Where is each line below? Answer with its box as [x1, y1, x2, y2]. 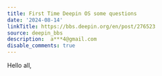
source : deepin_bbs [7, 29, 63, 37]
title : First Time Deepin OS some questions [7, 10, 137, 17]
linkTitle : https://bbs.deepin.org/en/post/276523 [7, 23, 156, 30]
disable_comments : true [7, 42, 76, 49]
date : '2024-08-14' [7, 17, 63, 23]
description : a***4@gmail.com [7, 36, 97, 43]
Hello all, [7, 61, 32, 69]
